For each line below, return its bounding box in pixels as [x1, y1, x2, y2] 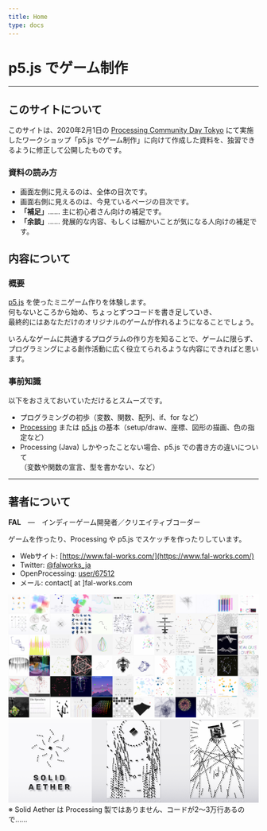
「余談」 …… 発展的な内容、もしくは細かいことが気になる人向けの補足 [19, 216, 250, 226]
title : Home [8, 13, 48, 21]
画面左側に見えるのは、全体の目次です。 [19, 187, 152, 196]
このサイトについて [8, 103, 103, 116]
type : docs [8, 21, 44, 29]
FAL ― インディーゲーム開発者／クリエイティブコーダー [8, 518, 201, 527]
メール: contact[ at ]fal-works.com [19, 578, 133, 588]
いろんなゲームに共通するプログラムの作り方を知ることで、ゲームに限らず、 [8, 334, 257, 344]
